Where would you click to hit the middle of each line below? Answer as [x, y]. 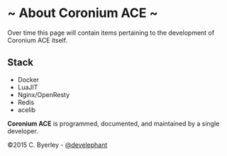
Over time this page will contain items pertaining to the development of [111, 33]
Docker [28, 79]
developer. [23, 131]
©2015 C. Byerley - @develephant [57, 145]
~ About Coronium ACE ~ [83, 13]
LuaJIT [28, 87]
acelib [27, 110]
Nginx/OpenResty [44, 94]
